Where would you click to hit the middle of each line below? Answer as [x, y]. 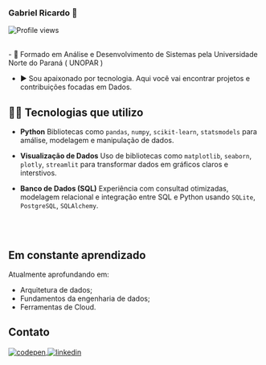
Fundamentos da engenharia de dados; [85, 298]
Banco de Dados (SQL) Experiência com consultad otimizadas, [124, 189]
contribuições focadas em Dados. [76, 87]
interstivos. [39, 173]
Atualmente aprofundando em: [59, 274]
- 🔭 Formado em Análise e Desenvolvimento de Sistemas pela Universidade [133, 55]
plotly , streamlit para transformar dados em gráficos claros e [124, 165]
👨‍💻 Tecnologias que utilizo [76, 112]
